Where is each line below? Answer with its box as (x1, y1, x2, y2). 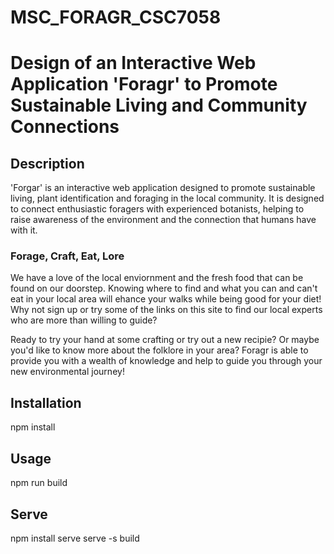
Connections (10, 116, 120, 138)
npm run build (10, 477, 68, 489)
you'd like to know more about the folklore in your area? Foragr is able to (10, 344, 309, 356)
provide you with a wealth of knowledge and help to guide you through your (10, 355, 323, 367)
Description (10, 155, 85, 172)
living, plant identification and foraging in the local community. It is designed (10, 192, 325, 205)
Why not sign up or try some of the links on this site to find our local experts (10, 304, 323, 316)
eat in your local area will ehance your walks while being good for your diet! (10, 293, 322, 305)
